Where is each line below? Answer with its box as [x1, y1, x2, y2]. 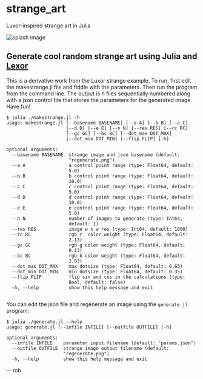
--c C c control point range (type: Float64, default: [12, 183, 194, 189]
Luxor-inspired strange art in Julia [6, 22, 91, 29]
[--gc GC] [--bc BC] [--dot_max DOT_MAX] [65, 130, 172, 137]
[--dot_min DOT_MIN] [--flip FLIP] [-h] [65, 135, 170, 142]
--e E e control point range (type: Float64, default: [12, 205, 194, 211]
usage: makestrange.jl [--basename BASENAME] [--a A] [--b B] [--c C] [6, 120, 188, 126]
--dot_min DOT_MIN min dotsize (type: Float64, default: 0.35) [12, 268, 183, 275]
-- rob [6, 366, 21, 374]
